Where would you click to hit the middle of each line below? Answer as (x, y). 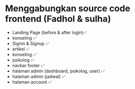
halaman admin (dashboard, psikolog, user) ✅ (58, 71)
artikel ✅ (21, 49)
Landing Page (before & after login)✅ (50, 32)
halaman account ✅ (32, 82)
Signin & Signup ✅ (31, 43)
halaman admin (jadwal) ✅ (39, 76)
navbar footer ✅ (28, 65)
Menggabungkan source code (68, 9)
